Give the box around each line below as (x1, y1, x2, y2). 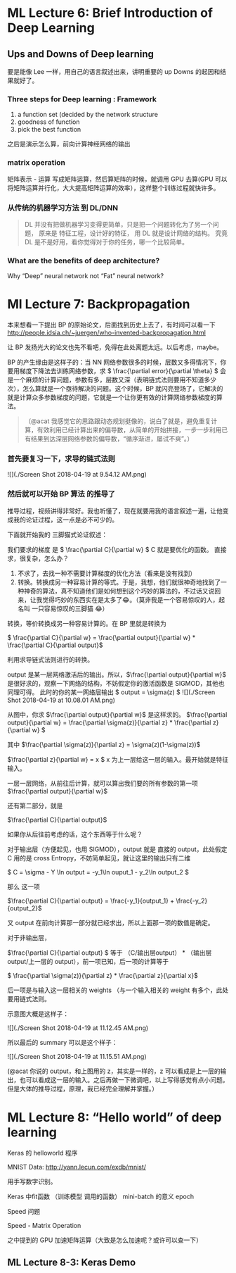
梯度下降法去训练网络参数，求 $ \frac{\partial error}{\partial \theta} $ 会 (19, 367, 227, 375)
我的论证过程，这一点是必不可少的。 (13, 515, 118, 524)
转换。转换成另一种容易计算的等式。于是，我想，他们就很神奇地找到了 (17, 577, 221, 586)
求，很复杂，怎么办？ (7, 554, 69, 563)
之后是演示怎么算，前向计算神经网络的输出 (7, 139, 131, 149)
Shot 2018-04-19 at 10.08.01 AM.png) (7, 696, 116, 704)
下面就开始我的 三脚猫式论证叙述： (7, 530, 107, 539)
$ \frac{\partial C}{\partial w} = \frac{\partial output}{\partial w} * (7, 633, 196, 641)
